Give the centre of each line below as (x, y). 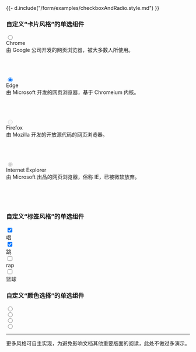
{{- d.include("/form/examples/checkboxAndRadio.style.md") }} (83, 8)
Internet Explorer (26, 170)
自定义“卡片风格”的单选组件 (45, 24)
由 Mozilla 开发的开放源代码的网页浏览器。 (57, 135)
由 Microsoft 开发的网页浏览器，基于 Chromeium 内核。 (73, 92)
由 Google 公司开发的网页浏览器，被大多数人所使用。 (70, 50)
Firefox (15, 128)
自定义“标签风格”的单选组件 (45, 217)
